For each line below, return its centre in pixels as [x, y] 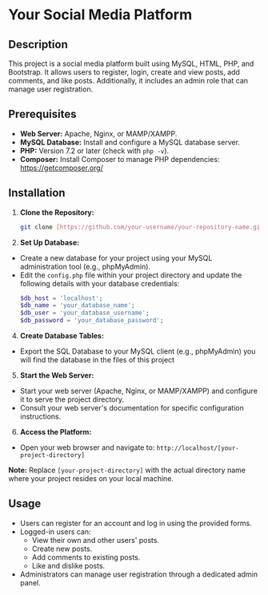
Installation [37, 193]
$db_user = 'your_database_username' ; [84, 313]
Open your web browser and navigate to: [87, 447]
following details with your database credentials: [100, 283]
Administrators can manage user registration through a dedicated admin [139, 574]
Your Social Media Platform [100, 15]
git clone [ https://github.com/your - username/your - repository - [128, 227]
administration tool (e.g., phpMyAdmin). [85, 266]
